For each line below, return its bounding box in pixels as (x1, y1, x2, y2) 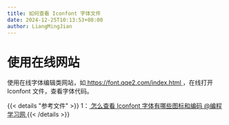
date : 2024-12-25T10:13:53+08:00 (7, 16, 103, 23)
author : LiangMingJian (7, 23, 72, 30)
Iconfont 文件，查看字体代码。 (7, 87, 93, 95)
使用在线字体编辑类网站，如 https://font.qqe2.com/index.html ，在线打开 (7, 78, 214, 87)
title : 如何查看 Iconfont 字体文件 (7, 10, 101, 17)
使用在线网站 (7, 54, 81, 70)
